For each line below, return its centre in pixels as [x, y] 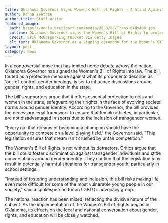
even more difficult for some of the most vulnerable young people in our [79, 184]
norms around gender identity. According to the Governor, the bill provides [82, 107]
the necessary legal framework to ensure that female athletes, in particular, [82, 112]
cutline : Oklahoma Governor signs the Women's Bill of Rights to [79, 33]
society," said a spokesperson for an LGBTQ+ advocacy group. [70, 189]
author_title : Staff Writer [34, 19]
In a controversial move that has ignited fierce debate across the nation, [79, 66]
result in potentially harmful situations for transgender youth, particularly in [82, 164]
